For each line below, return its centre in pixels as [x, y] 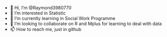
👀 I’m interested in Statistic [38, 13]
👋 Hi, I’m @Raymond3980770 [41, 8]
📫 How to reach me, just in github [46, 29]
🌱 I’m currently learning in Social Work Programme [62, 18]
